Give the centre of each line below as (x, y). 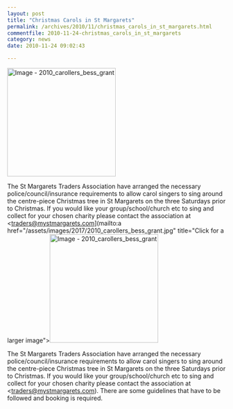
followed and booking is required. (55, 398)
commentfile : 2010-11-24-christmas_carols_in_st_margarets (94, 33)
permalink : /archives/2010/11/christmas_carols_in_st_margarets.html (110, 26)
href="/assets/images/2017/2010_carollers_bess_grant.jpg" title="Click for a (115, 231)
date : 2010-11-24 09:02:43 (46, 46)
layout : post (26, 14)
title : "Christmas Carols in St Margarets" (71, 20)
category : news (29, 40)
